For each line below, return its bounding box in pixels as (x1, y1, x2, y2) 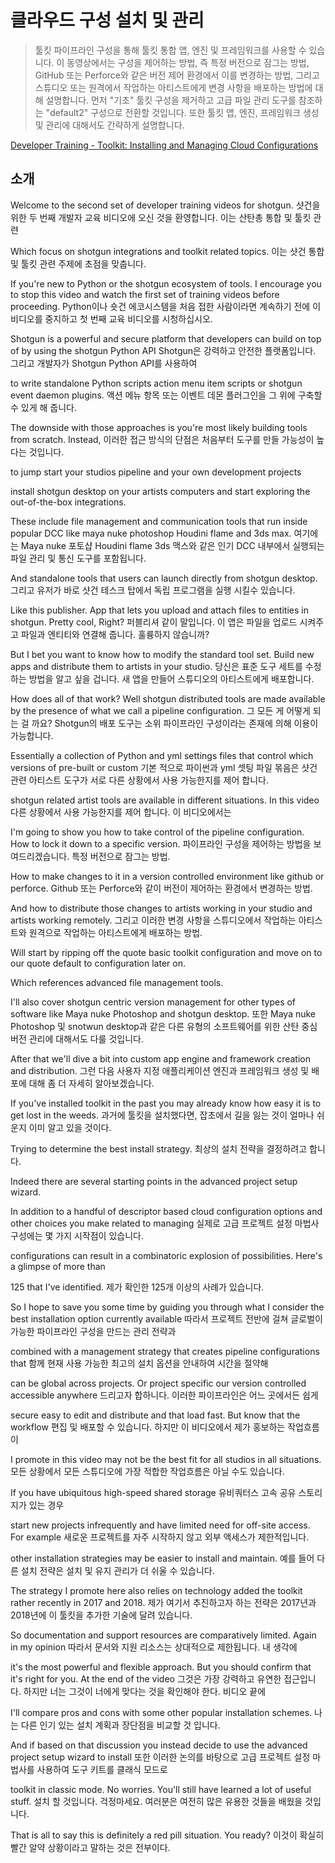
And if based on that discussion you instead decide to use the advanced (10, 1739, 308, 1751)
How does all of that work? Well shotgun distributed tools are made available (10, 692, 326, 705)
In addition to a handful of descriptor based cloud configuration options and (10, 1205, 323, 1217)
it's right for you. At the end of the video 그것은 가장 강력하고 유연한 (10, 1672, 282, 1685)
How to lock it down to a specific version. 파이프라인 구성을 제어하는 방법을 (10, 837, 312, 850)
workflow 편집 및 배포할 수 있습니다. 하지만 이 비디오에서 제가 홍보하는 (10, 1421, 286, 1433)
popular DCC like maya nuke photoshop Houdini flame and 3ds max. (10, 527, 292, 539)
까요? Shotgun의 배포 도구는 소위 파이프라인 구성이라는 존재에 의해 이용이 (31, 717, 319, 729)
